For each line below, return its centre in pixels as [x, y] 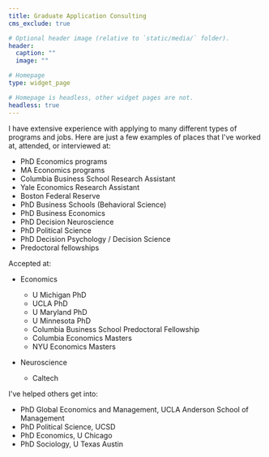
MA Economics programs [62, 170]
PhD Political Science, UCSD [68, 426]
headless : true [34, 105]
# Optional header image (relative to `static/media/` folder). [119, 38]
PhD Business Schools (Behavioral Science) [93, 205]
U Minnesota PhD [62, 321]
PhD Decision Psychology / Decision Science [95, 239]
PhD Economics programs [64, 161]
